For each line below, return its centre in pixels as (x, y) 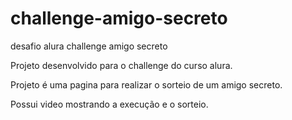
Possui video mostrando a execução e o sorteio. (109, 104)
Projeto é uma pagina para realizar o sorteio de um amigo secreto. (146, 84)
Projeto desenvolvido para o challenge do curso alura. (121, 65)
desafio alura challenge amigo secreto (89, 46)
